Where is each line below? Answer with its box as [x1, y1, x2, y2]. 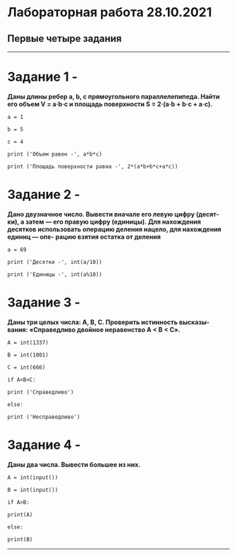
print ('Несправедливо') [7, 413, 80, 420]
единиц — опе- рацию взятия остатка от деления [7, 232, 161, 241]
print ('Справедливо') [7, 389, 74, 396]
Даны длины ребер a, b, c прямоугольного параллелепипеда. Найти [7, 92, 220, 101]
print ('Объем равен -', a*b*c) [7, 150, 102, 158]
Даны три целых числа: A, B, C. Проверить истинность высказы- [7, 318, 210, 326]
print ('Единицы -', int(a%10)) [7, 270, 102, 278]
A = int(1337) [7, 339, 49, 346]
